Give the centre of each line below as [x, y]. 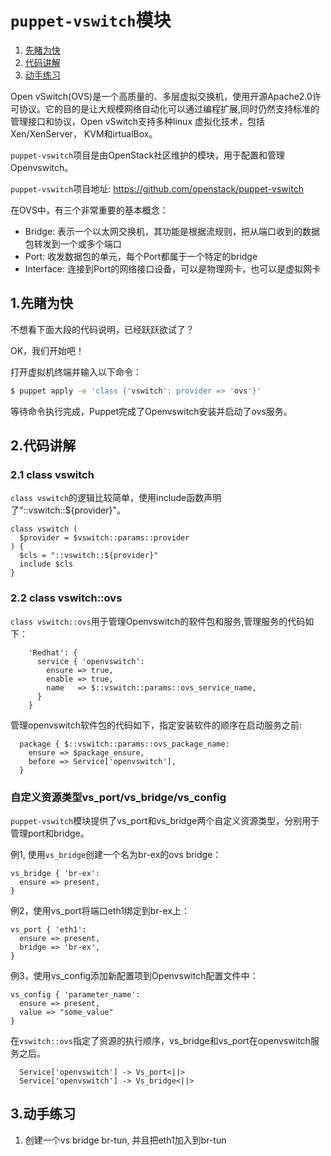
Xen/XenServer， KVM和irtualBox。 [84, 133]
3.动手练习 [43, 1114]
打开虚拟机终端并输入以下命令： [76, 372]
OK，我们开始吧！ [47, 350]
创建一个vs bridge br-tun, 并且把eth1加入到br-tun [125, 1140]
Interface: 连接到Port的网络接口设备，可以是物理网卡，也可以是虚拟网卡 [173, 268]
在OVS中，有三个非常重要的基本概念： [89, 210]
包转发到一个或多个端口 [73, 243]
